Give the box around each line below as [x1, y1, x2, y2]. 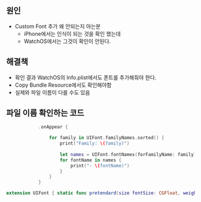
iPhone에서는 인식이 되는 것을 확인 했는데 [23, 30, 121, 37]
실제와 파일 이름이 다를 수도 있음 [14, 88, 90, 96]
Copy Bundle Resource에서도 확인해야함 [14, 81, 112, 88]
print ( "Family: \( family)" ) [59, 140, 130, 146]
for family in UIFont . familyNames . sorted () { [48, 135, 165, 141]
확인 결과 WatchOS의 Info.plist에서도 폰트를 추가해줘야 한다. [14, 74, 157, 81]
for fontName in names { [59, 157, 121, 163]
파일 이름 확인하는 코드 [6, 108, 85, 118]
